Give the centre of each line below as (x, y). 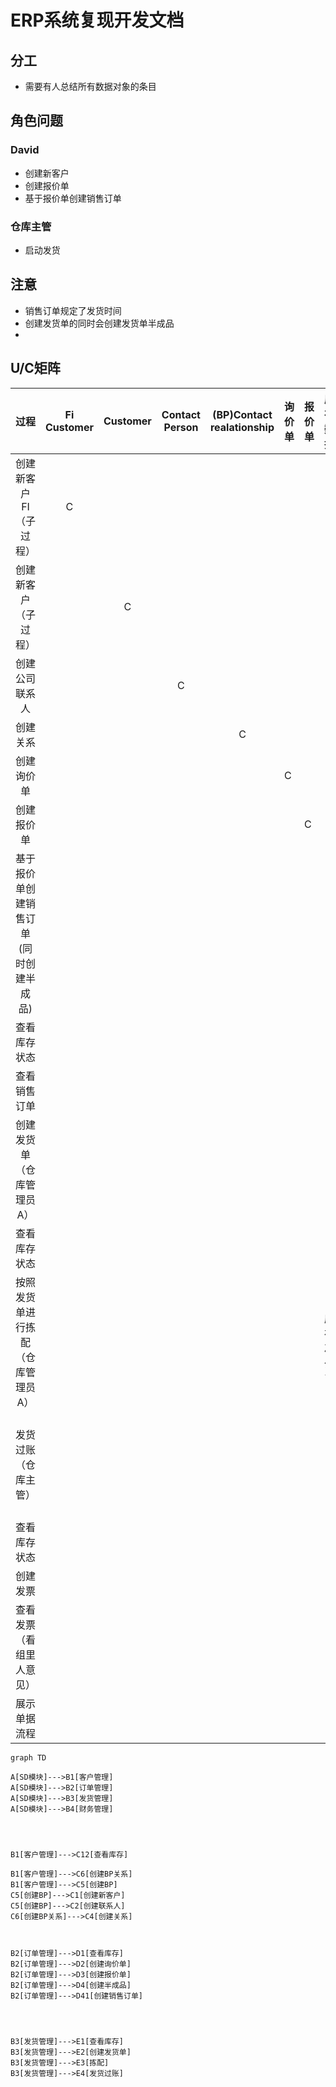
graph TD (28, 1757)
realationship (242, 427)
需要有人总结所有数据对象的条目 (90, 86)
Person (181, 427)
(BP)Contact (242, 414)
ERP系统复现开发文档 (97, 20)
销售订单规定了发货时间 (73, 310)
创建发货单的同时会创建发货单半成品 (99, 323)
